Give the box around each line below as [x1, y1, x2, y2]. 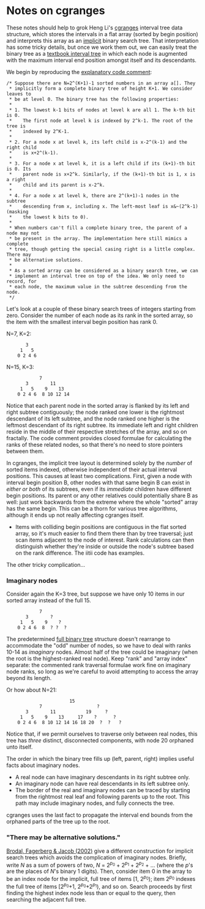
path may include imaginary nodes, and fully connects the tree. [15, 799, 175, 807]
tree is [6, 123, 26, 129]
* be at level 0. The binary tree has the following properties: [9, 96, 179, 102]
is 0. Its [6, 166, 32, 172]
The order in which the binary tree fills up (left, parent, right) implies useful [6, 755, 195, 763]
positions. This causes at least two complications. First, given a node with [6, 472, 192, 479]
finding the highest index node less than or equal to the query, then [6, 889, 176, 897]
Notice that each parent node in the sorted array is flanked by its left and [6, 402, 190, 409]
